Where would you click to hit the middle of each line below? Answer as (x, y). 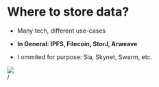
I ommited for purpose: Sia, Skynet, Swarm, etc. (85, 57)
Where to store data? (68, 12)
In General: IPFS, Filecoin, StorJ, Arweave (77, 43)
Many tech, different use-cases (61, 31)
